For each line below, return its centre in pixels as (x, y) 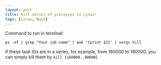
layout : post (19, 10)
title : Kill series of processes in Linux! (51, 14)
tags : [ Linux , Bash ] (27, 19)
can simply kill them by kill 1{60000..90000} (52, 57)
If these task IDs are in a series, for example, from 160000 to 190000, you (80, 52)
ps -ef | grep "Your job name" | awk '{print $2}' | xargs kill (73, 42)
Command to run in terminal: (34, 33)
